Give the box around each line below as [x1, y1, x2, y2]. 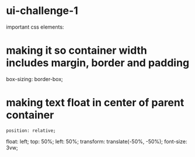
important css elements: [6, 23, 64, 30]
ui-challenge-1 [6, 4, 79, 18]
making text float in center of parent [6, 96, 184, 109]
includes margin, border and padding [6, 57, 190, 69]
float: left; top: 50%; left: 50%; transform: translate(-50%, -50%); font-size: [6, 138, 187, 145]
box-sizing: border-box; [6, 75, 63, 82]
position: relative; [6, 127, 57, 134]
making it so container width [6, 44, 148, 57]
